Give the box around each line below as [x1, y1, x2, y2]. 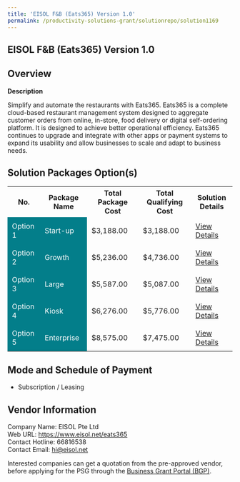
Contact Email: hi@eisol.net [7, 446, 89, 454]
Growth [44, 252, 70, 262]
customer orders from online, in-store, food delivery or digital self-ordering [7, 116, 229, 124]
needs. [7, 146, 28, 154]
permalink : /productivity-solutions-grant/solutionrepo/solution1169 [7, 17, 219, 24]
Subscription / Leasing [17, 383, 84, 391]
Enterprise [44, 333, 80, 343]
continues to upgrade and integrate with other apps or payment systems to [7, 131, 229, 139]
